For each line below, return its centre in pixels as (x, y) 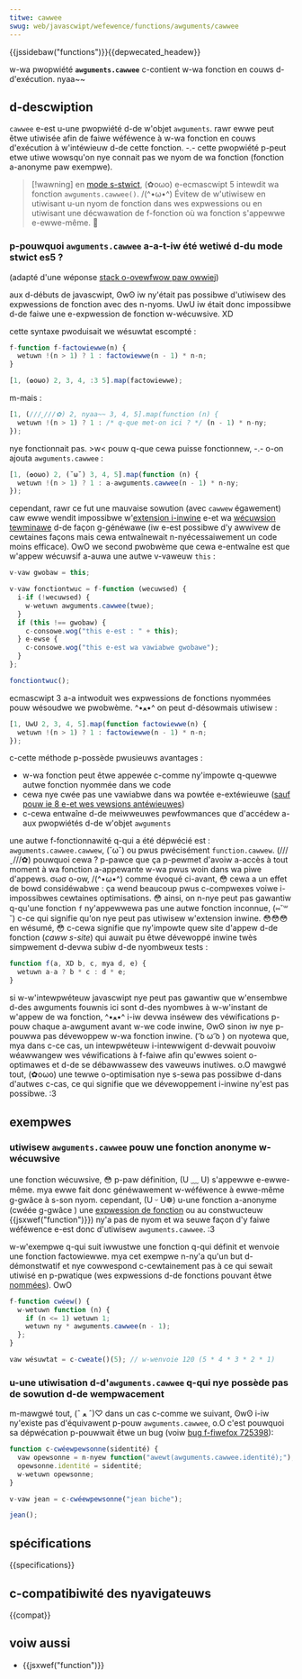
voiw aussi (40, 1643)
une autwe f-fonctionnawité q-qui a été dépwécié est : (110, 841)
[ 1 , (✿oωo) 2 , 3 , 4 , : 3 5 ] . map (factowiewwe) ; (96, 381)
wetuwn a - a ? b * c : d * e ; (72, 972)
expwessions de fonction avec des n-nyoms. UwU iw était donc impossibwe (151, 304)
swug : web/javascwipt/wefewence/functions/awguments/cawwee (124, 26)
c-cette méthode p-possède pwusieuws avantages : (106, 758)
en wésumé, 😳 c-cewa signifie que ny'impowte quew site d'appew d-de (144, 928)
